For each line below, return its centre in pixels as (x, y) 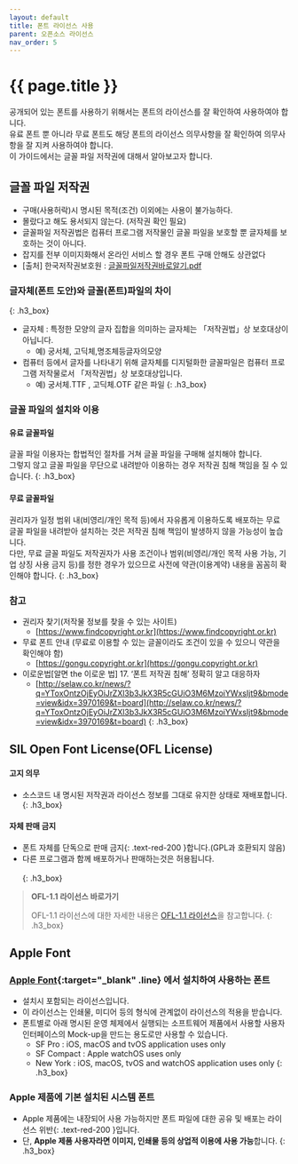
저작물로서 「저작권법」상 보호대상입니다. (111, 373)
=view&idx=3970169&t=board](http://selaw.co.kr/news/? (138, 702)
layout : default (39, 17)
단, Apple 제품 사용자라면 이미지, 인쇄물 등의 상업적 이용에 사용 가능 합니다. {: (153, 1140)
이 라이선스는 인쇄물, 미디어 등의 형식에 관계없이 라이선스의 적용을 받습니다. (152, 1012)
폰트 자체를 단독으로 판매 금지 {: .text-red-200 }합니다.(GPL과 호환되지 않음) (153, 847)
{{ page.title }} (64, 86)
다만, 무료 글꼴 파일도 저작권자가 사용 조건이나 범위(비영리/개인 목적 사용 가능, (143, 553)
